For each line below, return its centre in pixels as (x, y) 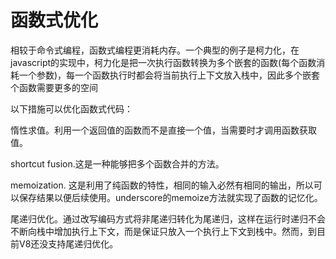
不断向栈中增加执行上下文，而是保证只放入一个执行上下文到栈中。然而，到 (163, 231)
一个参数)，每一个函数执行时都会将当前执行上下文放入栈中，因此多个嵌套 (169, 75)
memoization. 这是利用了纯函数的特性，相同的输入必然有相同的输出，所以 (162, 185)
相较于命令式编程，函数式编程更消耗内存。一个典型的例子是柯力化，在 (155, 50)
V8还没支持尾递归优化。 (68, 243)
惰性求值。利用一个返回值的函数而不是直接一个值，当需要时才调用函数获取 (163, 130)
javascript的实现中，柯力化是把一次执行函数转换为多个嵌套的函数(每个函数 (163, 62)
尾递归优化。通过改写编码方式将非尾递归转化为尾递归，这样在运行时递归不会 (168, 218)
